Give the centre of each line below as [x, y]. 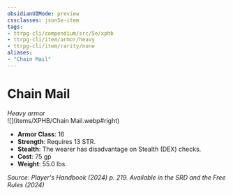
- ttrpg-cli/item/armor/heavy [51, 40]
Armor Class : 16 [41, 134]
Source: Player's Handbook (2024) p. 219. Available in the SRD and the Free [116, 177]
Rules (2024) [26, 185]
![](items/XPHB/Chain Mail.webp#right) [63, 120]
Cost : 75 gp [34, 156]
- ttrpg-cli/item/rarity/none [51, 46]
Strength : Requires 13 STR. [57, 141]
